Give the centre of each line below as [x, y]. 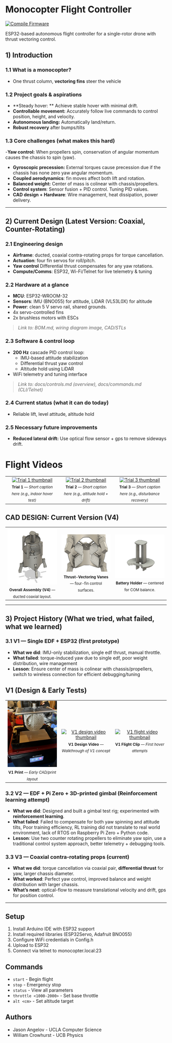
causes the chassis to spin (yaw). [40, 157]
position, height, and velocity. [44, 116]
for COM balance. [140, 590]
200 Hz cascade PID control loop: [48, 352]
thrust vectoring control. [31, 39]
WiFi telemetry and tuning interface [50, 374]
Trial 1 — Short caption [32, 487]
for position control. [34, 895]
